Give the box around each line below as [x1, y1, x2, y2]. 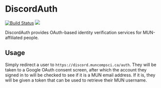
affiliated [5, 35, 23, 40]
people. [23, 35, 39, 40]
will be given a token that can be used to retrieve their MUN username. [5, 77, 147, 83]
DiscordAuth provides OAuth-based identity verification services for [5, 29, 142, 35]
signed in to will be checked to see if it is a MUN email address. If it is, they [5, 72, 156, 78]
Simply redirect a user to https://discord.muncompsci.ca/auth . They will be [5, 62, 157, 68]
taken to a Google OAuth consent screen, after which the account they [5, 67, 147, 72]
